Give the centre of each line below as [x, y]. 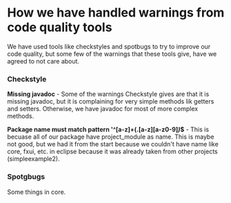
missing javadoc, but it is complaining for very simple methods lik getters [111, 101]
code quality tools [60, 27]
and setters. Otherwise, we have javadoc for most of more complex [103, 109]
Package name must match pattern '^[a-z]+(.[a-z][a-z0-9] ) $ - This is [108, 130]
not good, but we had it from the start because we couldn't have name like [113, 144]
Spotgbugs [26, 177]
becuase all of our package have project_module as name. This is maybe [111, 137]
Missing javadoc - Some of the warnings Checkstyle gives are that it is [108, 94]
